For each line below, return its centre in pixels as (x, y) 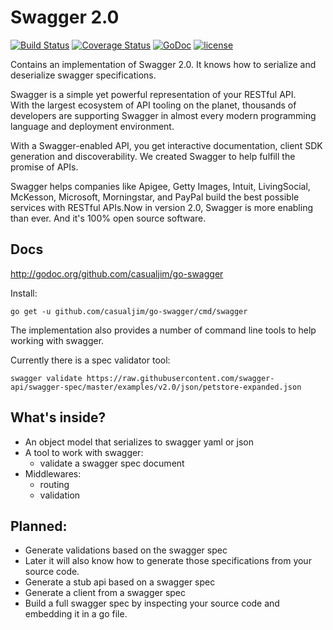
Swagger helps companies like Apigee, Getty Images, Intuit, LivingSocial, (160, 186)
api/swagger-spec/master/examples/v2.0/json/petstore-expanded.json (156, 387)
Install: (24, 293)
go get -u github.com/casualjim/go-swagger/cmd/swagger (129, 311)
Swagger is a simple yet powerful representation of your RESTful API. (153, 94)
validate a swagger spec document (112, 463)
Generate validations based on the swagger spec (126, 550)
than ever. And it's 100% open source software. (108, 218)
